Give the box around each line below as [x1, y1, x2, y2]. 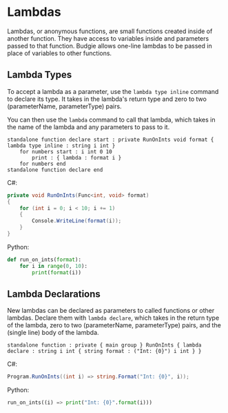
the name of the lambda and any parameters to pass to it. [7, 122, 170, 131]
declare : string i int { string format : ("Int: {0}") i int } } [7, 348, 202, 355]
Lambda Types [7, 69, 72, 81]
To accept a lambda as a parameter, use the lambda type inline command [7, 87, 219, 95]
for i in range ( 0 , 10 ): [19, 262, 88, 269]
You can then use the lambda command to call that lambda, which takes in [7, 115, 216, 124]
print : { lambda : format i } [32, 154, 122, 161]
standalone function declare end [7, 166, 103, 173]
